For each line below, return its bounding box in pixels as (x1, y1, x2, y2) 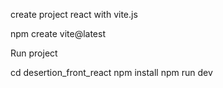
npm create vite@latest (10, 28, 106, 39)
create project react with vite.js (10, 9, 138, 20)
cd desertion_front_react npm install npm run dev (10, 67, 213, 78)
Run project (10, 47, 58, 59)
